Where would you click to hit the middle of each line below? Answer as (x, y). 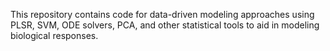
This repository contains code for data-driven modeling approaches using (162, 14)
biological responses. (54, 35)
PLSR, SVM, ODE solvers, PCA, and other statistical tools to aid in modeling (165, 25)
